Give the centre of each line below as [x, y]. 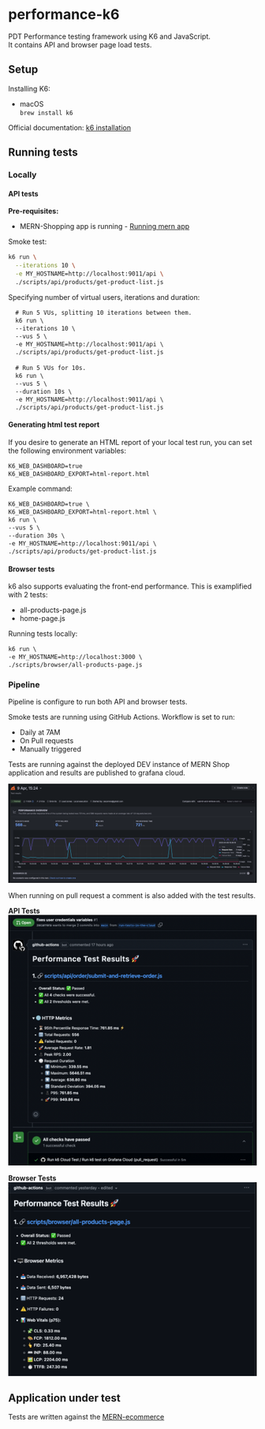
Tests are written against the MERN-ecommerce [86, 1417]
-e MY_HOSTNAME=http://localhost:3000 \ [76, 657]
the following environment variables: [67, 451]
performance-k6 [64, 15]
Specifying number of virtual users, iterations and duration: [104, 297]
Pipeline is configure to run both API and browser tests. [98, 702]
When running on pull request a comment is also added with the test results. [132, 896]
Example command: [40, 488]
